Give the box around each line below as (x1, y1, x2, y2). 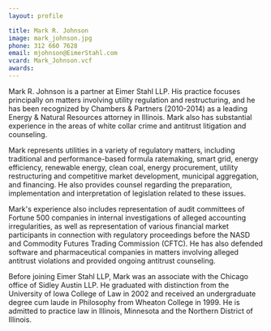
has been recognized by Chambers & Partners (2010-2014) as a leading (8, 103, 248, 114)
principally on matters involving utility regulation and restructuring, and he (8, 95, 256, 105)
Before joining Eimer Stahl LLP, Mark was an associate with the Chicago (8, 271, 249, 281)
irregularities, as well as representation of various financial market (8, 221, 230, 231)
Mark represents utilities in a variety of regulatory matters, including (8, 145, 235, 155)
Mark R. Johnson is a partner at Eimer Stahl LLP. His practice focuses (8, 86, 241, 96)
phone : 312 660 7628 (8, 41, 79, 49)
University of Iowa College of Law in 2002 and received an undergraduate (8, 289, 256, 299)
